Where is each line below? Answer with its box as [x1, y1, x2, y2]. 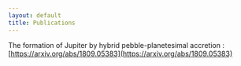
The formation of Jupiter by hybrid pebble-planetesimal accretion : [8, 40, 224, 49]
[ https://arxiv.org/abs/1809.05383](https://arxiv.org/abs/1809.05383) [8, 49, 233, 58]
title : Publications [8, 19, 76, 27]
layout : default [8, 11, 61, 20]
